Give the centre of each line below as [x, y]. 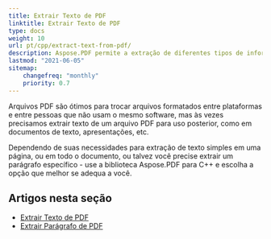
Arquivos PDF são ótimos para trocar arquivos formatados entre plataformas [135, 106]
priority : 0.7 [46, 83]
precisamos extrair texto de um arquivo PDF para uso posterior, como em [130, 123]
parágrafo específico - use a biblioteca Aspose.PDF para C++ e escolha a [131, 164]
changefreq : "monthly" [61, 76]
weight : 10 [27, 38]
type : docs [27, 31]
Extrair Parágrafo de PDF [61, 226]
